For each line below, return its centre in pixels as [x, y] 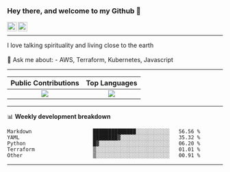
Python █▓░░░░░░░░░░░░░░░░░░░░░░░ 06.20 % [104, 144]
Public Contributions [45, 83]
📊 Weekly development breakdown [59, 117]
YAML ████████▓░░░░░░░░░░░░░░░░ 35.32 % [104, 138]
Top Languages [112, 83]
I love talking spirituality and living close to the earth [80, 45]
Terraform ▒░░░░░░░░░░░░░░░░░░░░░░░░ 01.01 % [104, 149]
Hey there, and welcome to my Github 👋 [74, 11]
